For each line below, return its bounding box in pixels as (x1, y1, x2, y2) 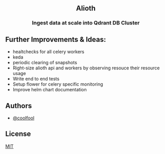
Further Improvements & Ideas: (5, 35, 106, 44)
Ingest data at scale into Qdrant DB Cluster (32, 19, 140, 27)
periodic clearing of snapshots (12, 60, 78, 66)
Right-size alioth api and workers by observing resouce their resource (12, 65, 160, 71)
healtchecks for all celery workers (12, 48, 84, 55)
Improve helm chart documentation (12, 87, 87, 93)
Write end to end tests (12, 76, 60, 82)
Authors (5, 101, 32, 110)
